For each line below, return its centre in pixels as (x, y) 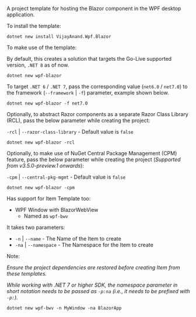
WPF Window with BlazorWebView (57, 210)
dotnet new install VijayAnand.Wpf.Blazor (59, 37)
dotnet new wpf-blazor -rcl (41, 142)
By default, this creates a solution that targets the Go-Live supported (89, 59)
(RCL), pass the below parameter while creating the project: (78, 120)
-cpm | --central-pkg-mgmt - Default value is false (66, 177)
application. (21, 15)
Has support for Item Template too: (49, 198)
